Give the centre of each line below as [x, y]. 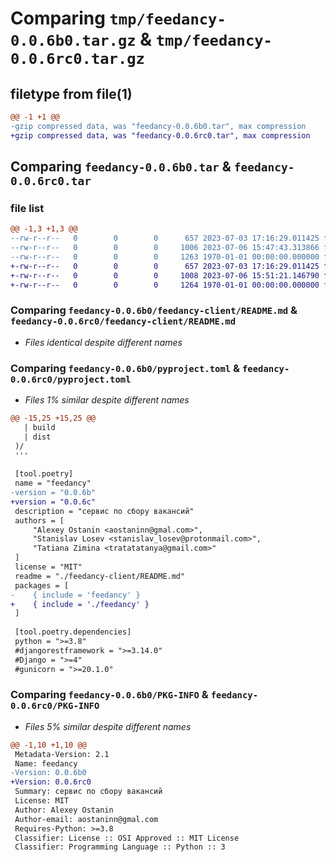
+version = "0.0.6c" [53, 502]
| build [39, 427]
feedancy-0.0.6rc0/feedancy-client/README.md [123, 321]
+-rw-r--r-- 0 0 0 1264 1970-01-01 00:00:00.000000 [165, 285]
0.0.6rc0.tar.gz [77, 59]
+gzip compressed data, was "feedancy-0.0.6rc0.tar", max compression [160, 135]
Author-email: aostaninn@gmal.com [86, 819]
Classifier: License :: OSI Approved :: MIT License [127, 838]
